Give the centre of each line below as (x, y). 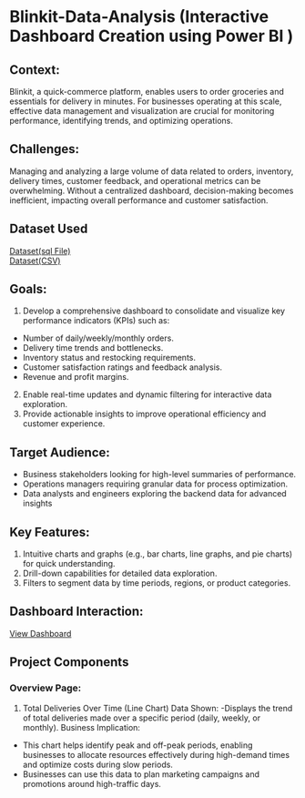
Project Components (69, 662)
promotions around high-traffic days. (92, 783)
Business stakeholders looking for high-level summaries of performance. (159, 475)
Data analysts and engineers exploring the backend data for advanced (154, 494)
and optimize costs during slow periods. (97, 764)
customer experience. (64, 424)
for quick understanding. (69, 564)
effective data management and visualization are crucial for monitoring (142, 111)
